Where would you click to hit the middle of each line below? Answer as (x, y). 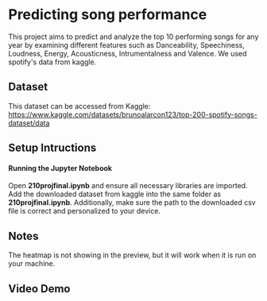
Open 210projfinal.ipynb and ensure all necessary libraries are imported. (128, 186)
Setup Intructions (52, 148)
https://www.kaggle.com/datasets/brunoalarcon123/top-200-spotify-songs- (133, 114)
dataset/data (29, 123)
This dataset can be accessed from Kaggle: (79, 106)
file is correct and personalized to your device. (85, 211)
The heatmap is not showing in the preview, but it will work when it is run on (132, 255)
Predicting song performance (108, 15)
